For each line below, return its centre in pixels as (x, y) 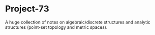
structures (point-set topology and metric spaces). (56, 27)
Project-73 (27, 9)
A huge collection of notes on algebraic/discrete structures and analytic (78, 22)
